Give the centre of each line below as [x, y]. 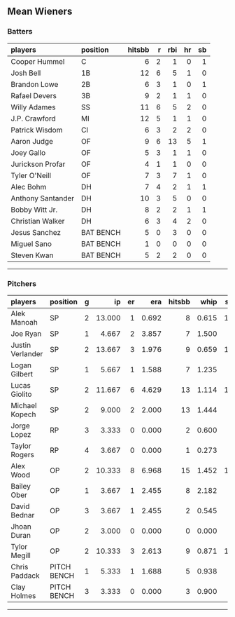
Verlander [27, 353]
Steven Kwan [32, 255]
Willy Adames [33, 107]
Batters [20, 32]
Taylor [21, 446]
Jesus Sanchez [36, 232]
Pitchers [22, 283]
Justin [21, 345]
